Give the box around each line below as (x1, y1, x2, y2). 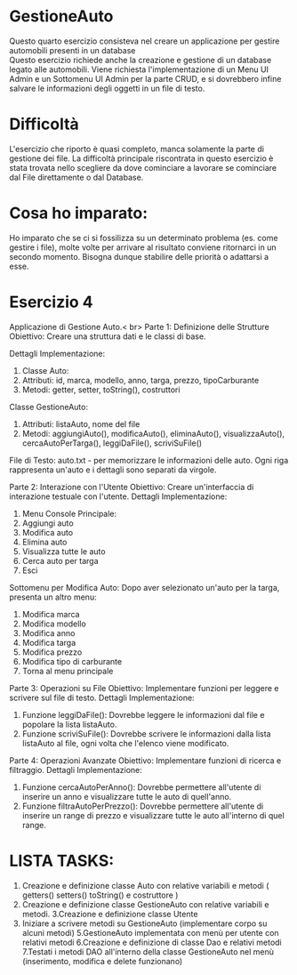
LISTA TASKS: (9, 850, 115, 871)
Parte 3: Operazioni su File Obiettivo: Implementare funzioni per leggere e (9, 682, 279, 693)
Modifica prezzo (21, 647, 83, 657)
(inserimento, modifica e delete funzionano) (21, 955, 183, 966)
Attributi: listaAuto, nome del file (21, 418, 140, 429)
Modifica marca (21, 608, 80, 619)
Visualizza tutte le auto (21, 545, 106, 557)
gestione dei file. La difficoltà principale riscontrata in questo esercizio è (9, 153, 274, 164)
